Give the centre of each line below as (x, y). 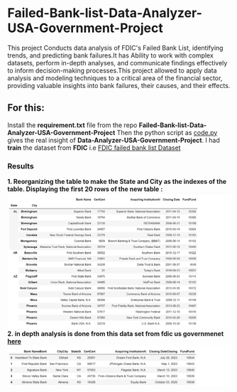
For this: (26, 108)
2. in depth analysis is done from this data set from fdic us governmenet (116, 333)
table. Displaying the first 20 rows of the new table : (85, 189)
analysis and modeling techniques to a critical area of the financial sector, (115, 78)
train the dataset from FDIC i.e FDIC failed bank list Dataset (94, 148)
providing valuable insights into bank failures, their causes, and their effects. (119, 85)
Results (21, 166)
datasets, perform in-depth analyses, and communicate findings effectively (117, 62)
